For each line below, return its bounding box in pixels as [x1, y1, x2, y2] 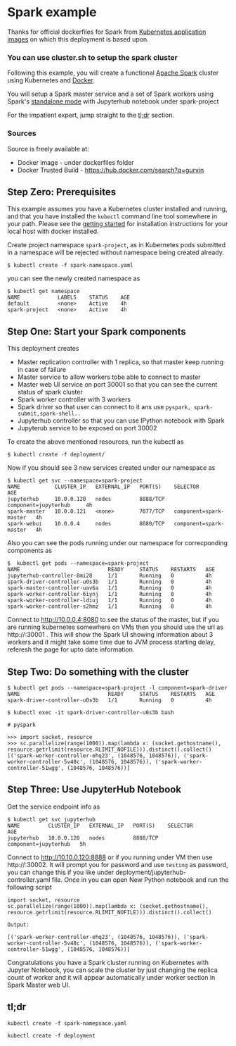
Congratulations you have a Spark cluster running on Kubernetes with [7, 958, 209, 966]
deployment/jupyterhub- [115, 868, 187, 876]
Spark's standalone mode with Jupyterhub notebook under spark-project [7, 97, 219, 106]
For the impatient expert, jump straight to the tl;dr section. [7, 111, 174, 120]
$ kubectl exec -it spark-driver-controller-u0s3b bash [7, 709, 174, 716]
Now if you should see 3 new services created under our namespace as [7, 463, 216, 472]
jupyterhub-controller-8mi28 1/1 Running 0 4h [7, 572, 212, 580]
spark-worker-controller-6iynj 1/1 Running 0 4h [7, 591, 212, 598]
